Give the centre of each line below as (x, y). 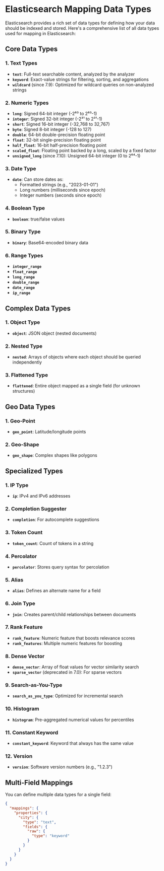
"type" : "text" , (40, 822)
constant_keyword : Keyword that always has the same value (73, 743)
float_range (25, 272)
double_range (26, 283)
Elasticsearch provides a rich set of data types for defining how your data (80, 23)
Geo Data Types (30, 406)
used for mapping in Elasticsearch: (40, 33)
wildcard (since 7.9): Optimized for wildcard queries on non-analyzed (83, 84)
